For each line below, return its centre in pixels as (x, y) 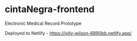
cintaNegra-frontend (50, 9)
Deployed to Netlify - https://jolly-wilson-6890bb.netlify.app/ (68, 33)
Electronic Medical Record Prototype (43, 23)
